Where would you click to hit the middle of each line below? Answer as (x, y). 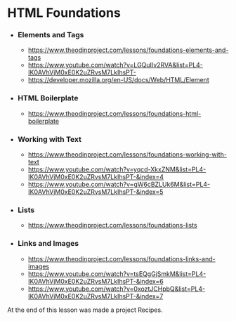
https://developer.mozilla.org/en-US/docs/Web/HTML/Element (118, 80)
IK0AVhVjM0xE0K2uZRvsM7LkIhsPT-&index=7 (96, 296)
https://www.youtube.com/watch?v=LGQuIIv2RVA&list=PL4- (116, 65)
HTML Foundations (64, 13)
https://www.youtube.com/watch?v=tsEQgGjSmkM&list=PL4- (117, 274)
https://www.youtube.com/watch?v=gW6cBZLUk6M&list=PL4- (119, 185)
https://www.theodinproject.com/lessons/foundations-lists (113, 225)
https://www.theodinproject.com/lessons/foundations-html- (114, 113)
